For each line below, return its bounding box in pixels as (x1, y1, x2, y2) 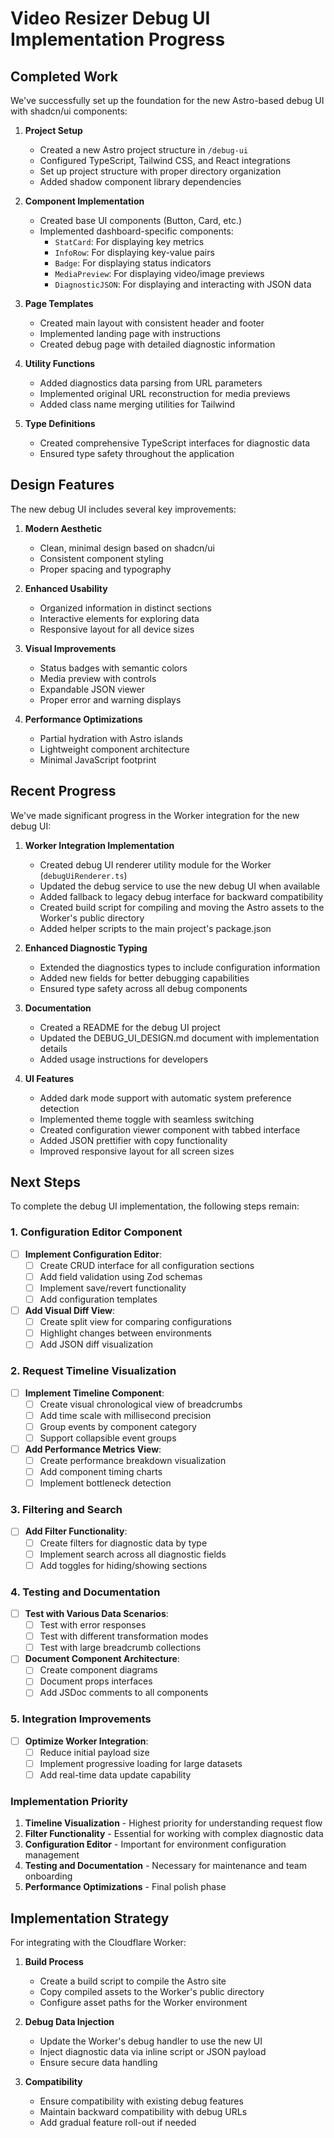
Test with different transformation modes (39, 1630, 209, 1642)
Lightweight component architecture (39, 743, 190, 755)
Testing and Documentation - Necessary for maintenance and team (24, 1860, 307, 1872)
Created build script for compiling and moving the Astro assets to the (39, 901, 325, 913)
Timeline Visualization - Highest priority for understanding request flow (24, 1817, 323, 1829)
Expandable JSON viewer (39, 683, 145, 695)
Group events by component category (39, 1420, 197, 1432)
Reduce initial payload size (39, 1746, 150, 1758)
